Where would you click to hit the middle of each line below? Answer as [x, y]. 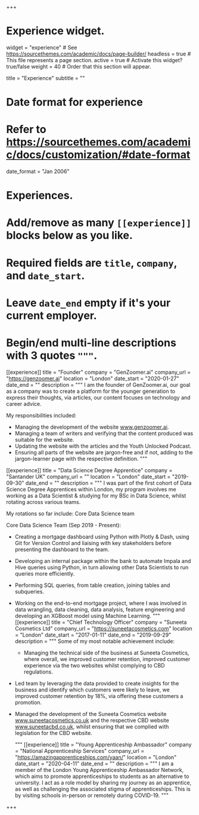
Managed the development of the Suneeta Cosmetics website [91, 713]
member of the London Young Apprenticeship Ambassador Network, [99, 770]
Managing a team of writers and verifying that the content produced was [104, 433]
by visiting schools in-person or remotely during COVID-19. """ [91, 795]
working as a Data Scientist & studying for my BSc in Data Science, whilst [96, 496]
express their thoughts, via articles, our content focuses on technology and [98, 397]
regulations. [38, 672]
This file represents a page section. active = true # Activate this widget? [94, 60]
